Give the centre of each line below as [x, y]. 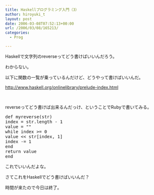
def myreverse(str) [29, 117]
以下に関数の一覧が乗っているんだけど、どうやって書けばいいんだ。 [74, 77]
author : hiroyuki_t [25, 14]
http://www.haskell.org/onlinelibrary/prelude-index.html [62, 87]
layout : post [19, 19]
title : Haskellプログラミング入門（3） [42, 10]
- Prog [16, 38]
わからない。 [18, 67]
